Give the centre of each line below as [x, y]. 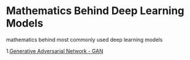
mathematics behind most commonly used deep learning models [84, 39]
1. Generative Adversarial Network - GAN [55, 51]
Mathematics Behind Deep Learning [95, 11]
